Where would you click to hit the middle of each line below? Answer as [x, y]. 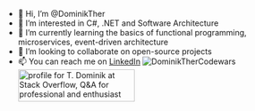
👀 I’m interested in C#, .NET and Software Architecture [118, 23]
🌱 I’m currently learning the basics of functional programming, [132, 32]
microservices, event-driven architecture [93, 42]
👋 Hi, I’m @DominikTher [61, 14]
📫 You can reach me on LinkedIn [79, 61]
